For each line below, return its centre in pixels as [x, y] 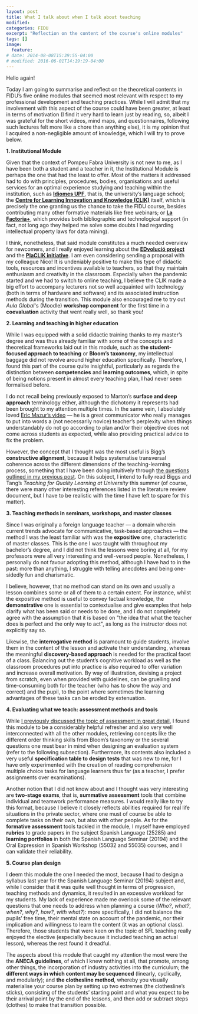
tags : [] [17, 39]
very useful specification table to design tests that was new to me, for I [94, 758]
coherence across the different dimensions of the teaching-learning [88, 464]
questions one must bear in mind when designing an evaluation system [92, 746]
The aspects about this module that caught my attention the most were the [97, 954]
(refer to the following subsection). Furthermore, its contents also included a [99, 752]
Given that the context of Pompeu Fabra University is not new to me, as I [94, 162]
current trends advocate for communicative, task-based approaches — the [97, 531]
